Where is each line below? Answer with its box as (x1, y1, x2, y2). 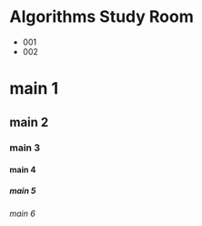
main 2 (9, 114, 49, 129)
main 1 (9, 78, 59, 99)
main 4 (9, 164, 36, 175)
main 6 (9, 208, 36, 219)
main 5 (9, 185, 36, 196)
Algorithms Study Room (9, 6, 194, 27)
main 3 (9, 141, 41, 154)
